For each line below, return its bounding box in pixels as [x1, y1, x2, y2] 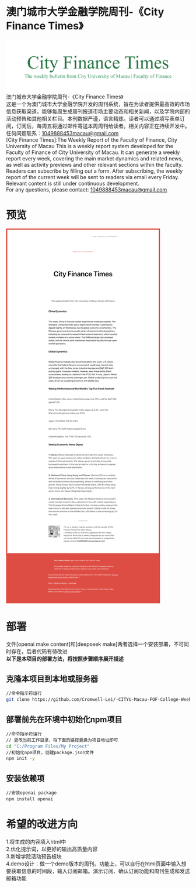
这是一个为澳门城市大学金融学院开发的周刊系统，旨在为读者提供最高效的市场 [6, 100, 190, 107]
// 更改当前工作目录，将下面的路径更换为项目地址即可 [6, 737, 118, 743]
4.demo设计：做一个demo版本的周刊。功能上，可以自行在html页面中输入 [6, 860, 181, 867]
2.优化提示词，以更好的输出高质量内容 [6, 845, 98, 852]
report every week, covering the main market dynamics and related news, [6, 155, 184, 162]
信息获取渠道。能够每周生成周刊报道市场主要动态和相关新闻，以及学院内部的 [6, 108, 190, 115]
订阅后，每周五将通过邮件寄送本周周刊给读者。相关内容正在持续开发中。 [16, 122, 190, 129]
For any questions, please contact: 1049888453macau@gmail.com [6, 186, 167, 193]
